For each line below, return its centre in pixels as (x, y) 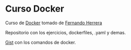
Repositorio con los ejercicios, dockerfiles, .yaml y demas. (65, 32)
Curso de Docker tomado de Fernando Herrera (54, 23)
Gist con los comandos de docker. (41, 42)
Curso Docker (35, 9)
